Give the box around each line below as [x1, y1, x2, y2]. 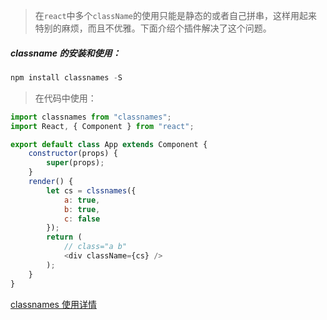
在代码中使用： [34, 92, 97, 104]
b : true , [63, 204, 101, 214]
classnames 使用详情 [10, 298, 97, 310]
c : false [63, 214, 101, 224]
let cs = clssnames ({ [46, 185, 137, 196]
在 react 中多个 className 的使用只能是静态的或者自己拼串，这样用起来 [34, 10, 318, 21]
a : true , [63, 195, 101, 205]
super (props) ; [46, 158, 105, 168]
